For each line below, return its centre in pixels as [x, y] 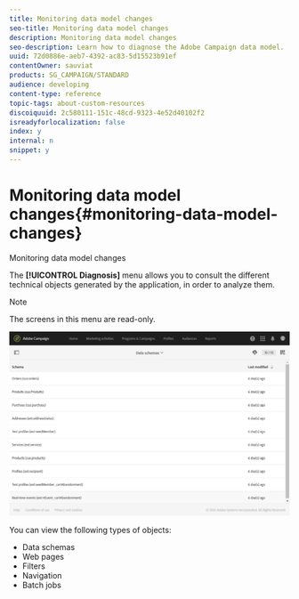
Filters [34, 566]
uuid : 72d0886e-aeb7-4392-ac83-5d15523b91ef [93, 57]
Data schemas [48, 547]
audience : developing [49, 85]
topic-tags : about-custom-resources [77, 103]
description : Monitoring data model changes [93, 37]
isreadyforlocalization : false [67, 122]
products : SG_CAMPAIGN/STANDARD [69, 76]
